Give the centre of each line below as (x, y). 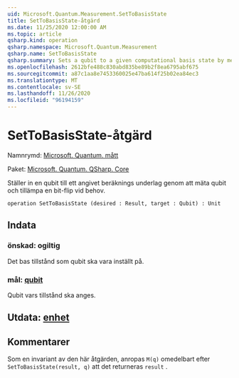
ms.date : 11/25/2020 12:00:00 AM (57, 27)
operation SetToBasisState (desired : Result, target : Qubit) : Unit (114, 203)
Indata (22, 225)
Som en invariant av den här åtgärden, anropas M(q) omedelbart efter (109, 359)
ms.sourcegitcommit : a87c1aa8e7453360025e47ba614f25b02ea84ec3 (103, 73)
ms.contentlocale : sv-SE (44, 87)
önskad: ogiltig (34, 245)
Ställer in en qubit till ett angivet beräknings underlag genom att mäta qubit (117, 183)
